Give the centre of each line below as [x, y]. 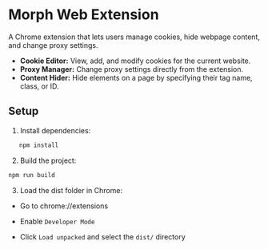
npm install [39, 145]
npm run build [32, 175]
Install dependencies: [55, 130]
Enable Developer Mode [57, 221]
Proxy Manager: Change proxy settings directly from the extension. [132, 69]
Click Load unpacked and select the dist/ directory [102, 236]
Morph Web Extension [84, 15]
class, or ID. [39, 86]
